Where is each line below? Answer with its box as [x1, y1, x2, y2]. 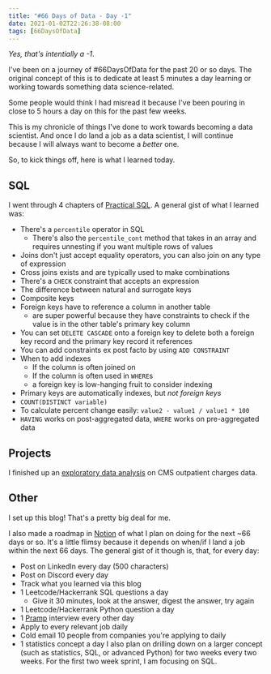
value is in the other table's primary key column [32, 320, 191, 329]
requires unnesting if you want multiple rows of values [32, 242, 214, 251]
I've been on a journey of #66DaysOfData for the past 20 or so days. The [8, 65, 252, 75]
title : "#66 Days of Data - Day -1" [8, 11, 132, 20]
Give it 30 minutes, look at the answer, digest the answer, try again [32, 595, 255, 605]
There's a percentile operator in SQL [19, 225, 145, 234]
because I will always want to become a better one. [8, 140, 180, 149]
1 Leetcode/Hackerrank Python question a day [19, 604, 175, 614]
